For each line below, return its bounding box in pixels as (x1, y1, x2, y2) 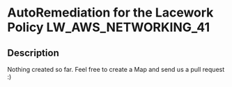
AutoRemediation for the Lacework (7, 5, 214, 21)
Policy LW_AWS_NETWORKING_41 (7, 19, 210, 35)
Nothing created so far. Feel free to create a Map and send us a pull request (7, 66, 225, 73)
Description (7, 47, 59, 59)
